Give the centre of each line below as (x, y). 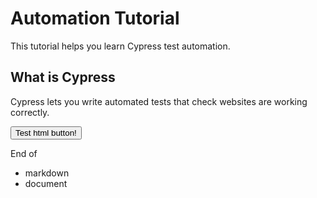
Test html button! (46, 132)
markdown (47, 173)
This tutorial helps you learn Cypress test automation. (120, 46)
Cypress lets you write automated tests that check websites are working (159, 101)
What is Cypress (63, 77)
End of (24, 153)
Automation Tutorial (95, 18)
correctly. (30, 112)
